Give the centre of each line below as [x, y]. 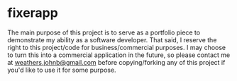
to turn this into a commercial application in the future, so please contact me [119, 55]
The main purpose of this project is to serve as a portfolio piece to [104, 32]
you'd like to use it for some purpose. [62, 70]
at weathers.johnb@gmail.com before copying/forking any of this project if [116, 62]
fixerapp [33, 13]
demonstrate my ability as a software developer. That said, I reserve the [112, 39]
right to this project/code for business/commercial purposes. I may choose [116, 47]
